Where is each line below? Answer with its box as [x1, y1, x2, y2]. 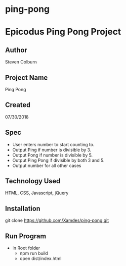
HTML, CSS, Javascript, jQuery [5, 190, 69, 196]
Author [5, 46, 27, 54]
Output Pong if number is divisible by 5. [12, 152, 93, 158]
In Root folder [12, 245, 41, 251]
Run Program [5, 232, 46, 240]
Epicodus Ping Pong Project [5, 26, 121, 38]
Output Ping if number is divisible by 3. [12, 147, 91, 153]
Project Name [5, 73, 48, 82]
